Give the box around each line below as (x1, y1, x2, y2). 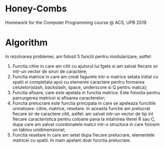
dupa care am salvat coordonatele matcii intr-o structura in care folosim (12, 121, 160, 127)
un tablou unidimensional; (12, 127, 66, 133)
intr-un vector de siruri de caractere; (12, 68, 88, 74)
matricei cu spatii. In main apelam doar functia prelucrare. (12, 137, 131, 143)
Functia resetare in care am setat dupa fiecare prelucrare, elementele (12, 132, 155, 138)
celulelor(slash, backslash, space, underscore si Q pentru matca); (12, 84, 148, 90)
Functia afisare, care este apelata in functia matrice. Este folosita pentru (12, 89, 161, 95)
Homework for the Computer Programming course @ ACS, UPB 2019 (5, 19, 147, 25)
